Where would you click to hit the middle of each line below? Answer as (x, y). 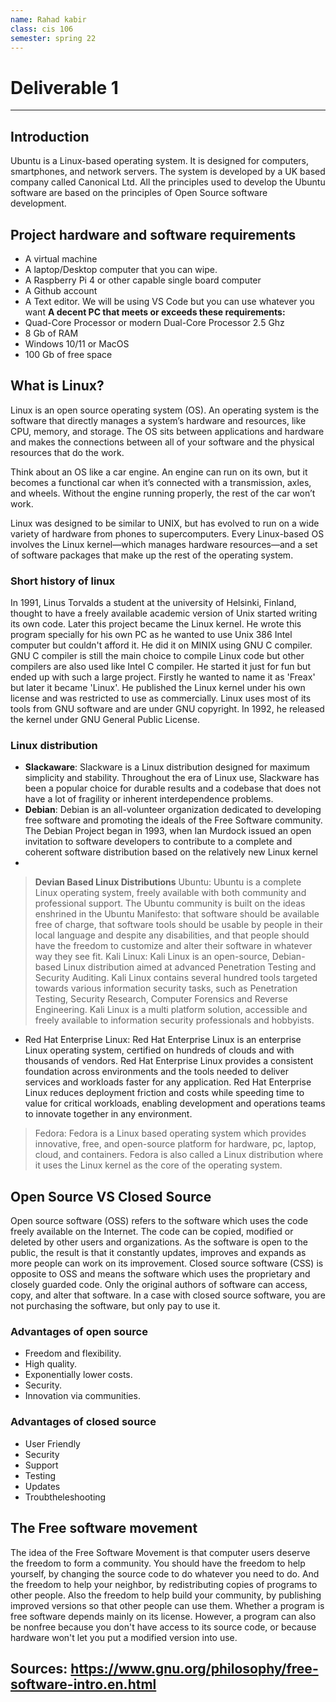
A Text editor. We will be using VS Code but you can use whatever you (169, 301)
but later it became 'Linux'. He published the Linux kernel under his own (158, 688)
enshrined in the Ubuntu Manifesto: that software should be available (177, 914)
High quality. (51, 1364)
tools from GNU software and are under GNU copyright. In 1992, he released (167, 709)
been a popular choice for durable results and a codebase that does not (173, 788)
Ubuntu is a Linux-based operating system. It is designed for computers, (160, 161)
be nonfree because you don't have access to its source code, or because (163, 1627)
